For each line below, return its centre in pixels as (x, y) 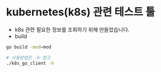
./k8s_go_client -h (30, 63)
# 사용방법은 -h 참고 (28, 58)
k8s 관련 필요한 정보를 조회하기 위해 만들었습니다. (72, 30)
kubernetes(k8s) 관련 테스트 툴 (81, 12)
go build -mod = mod (29, 47)
